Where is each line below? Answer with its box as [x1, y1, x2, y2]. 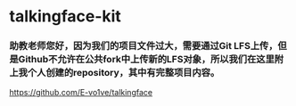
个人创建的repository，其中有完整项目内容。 [27, 67, 220, 79]
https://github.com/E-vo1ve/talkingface [9, 87, 153, 98]
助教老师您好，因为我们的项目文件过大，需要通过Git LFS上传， [9, 40, 278, 53]
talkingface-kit [9, 6, 122, 27]
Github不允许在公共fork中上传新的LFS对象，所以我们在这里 [18, 53, 275, 66]
